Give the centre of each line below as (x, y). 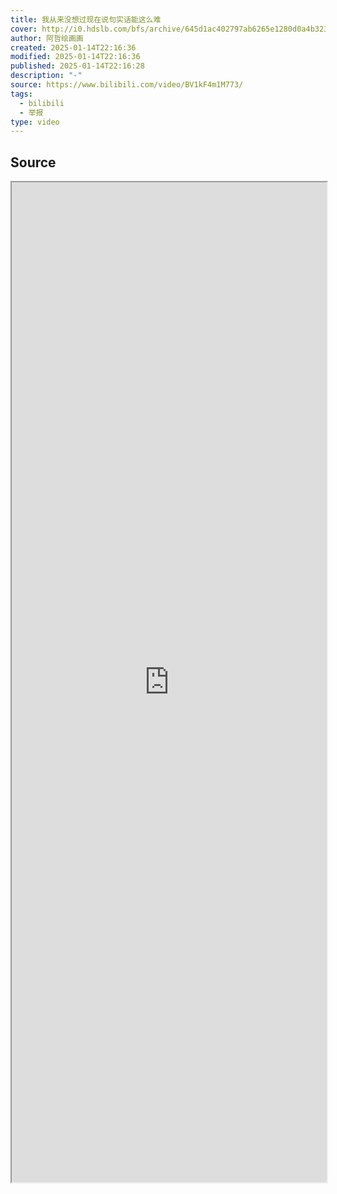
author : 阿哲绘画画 (47, 38)
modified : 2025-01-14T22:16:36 (75, 57)
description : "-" (46, 76)
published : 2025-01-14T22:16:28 (77, 66)
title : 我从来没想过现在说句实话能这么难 (86, 19)
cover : (24, 29)
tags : (21, 94)
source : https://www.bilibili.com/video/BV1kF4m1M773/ (127, 85)
